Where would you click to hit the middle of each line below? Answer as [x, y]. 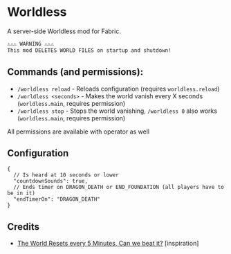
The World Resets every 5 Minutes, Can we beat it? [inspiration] [108, 244]
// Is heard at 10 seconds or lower [66, 175]
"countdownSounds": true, [51, 181]
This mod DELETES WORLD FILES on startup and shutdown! [89, 50]
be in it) [21, 193]
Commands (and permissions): [75, 72]
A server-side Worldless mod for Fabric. [64, 31]
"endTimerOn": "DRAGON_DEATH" [57, 199]
